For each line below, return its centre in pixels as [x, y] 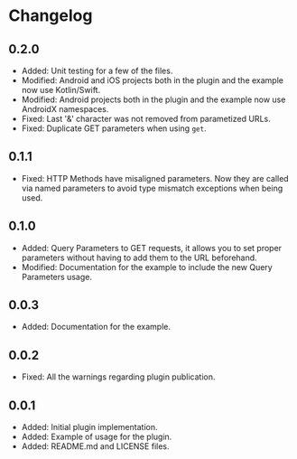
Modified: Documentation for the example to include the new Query [147, 267]
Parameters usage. [56, 276]
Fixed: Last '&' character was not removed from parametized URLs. [146, 119]
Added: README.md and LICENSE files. [95, 446]
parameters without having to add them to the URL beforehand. [139, 258]
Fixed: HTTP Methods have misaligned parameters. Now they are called [155, 178]
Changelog [51, 16]
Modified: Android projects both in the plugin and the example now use [153, 99]
